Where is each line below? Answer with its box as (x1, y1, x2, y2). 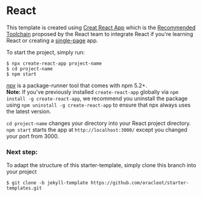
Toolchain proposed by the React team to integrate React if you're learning (6, 30, 193, 37)
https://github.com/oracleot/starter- (90, 180, 189, 186)
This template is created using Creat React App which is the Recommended (6, 24, 196, 31)
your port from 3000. (6, 132, 60, 140)
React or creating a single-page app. (6, 37, 99, 44)
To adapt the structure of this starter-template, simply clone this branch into (6, 162, 197, 169)
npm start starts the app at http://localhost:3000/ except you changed (6, 126, 187, 133)
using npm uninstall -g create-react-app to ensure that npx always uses (6, 101, 191, 109)
